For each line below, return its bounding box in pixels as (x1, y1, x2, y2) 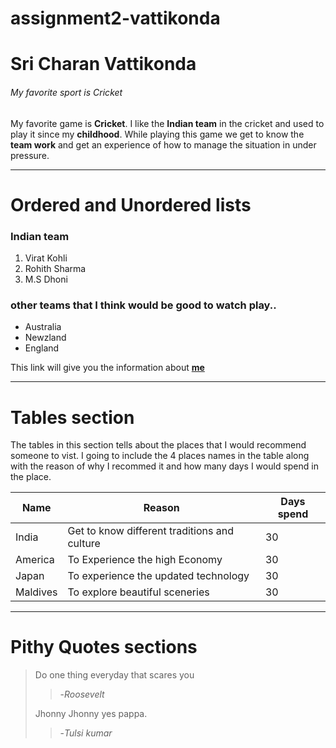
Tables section (10, 406, 135, 429)
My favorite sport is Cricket (10, 86, 123, 98)
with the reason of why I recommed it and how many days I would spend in (10, 460, 319, 472)
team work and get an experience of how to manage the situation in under (10, 138, 317, 151)
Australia (24, 321, 62, 333)
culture (67, 537, 101, 551)
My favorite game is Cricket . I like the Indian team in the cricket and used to (10, 117, 325, 129)
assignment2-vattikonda (10, 7, 221, 30)
